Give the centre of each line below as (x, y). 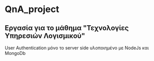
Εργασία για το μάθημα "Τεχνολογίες (67, 28)
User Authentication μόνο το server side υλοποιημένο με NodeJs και (77, 48)
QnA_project (32, 9)
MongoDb (15, 53)
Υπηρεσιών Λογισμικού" (45, 36)
